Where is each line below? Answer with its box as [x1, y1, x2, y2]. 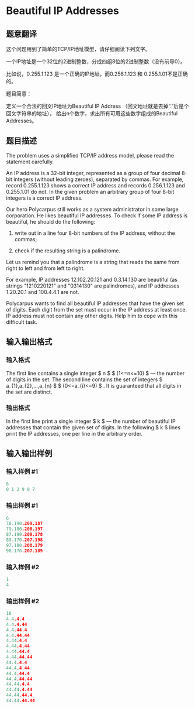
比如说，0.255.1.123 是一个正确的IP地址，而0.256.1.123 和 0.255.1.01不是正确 [6, 70, 188, 77]
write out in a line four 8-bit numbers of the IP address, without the [14, 230, 175, 237]
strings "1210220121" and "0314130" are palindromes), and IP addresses [6, 282, 180, 289]
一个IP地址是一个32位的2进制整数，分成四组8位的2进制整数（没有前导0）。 [6, 58, 186, 65]
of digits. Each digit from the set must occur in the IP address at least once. [6, 306, 187, 313]
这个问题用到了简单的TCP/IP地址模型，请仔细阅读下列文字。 [6, 46, 151, 52]
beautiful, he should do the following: [6, 218, 96, 225]
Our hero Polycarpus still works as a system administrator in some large [6, 206, 179, 213]
